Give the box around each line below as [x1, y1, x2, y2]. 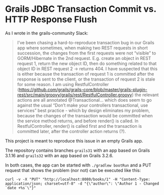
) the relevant [132, 92, 159, 98]
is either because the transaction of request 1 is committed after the [17, 71, 154, 77]
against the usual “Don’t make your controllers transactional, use [17, 102, 148, 108]
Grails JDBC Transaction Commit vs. [5, 3, 156, 15]
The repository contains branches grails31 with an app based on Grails [5, 147, 150, 153]
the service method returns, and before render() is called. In [17, 118, 139, 124]
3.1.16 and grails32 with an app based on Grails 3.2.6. [5, 152, 114, 158]
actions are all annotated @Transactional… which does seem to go [17, 97, 152, 103]
